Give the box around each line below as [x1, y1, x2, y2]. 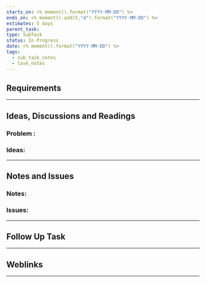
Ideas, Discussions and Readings [6, 111, 136, 121]
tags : [6, 49, 20, 55]
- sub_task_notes [12, 55, 56, 61]
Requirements [6, 83, 61, 93]
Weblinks [6, 259, 43, 270]
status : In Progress [6, 37, 59, 43]
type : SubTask [6, 32, 43, 38]
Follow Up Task [6, 231, 66, 242]
